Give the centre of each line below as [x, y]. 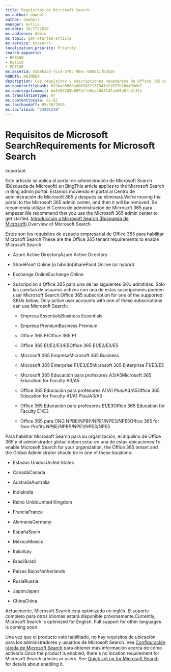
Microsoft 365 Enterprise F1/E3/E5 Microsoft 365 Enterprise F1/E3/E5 [92, 365]
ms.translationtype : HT [31, 95]
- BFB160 [15, 57]
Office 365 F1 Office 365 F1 [48, 335]
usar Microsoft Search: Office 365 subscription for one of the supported [88, 295]
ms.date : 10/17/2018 [27, 29]
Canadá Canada [29, 472]
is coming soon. [22, 627]
